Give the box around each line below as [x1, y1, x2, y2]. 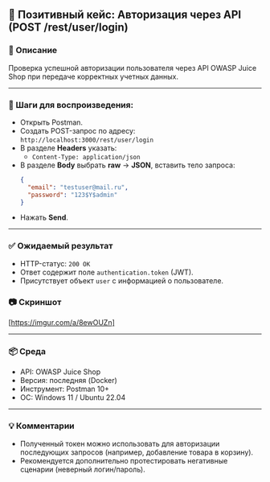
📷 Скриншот [8, 296, 62, 307]
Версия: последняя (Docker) [19, 376, 118, 385]
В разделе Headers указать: [19, 142, 117, 153]
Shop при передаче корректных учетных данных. [8, 72, 179, 81]
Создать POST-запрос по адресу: [19, 126, 136, 135]
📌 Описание [8, 45, 58, 56]
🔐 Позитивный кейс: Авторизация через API [8, 8, 242, 22]
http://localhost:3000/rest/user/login [19, 136, 154, 144]
